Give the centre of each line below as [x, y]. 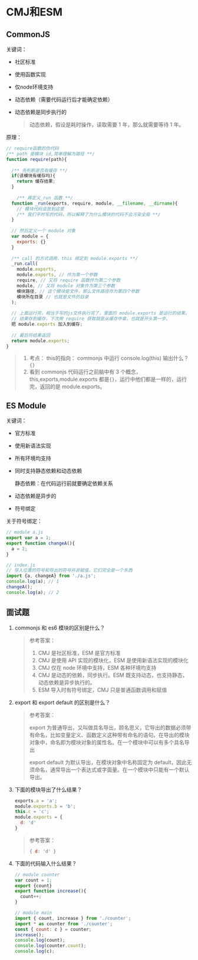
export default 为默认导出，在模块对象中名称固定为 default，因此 [108, 762]
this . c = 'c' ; [32, 812]
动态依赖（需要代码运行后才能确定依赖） [64, 99]
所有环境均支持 [33, 458]
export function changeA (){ [41, 543]
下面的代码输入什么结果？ [46, 863]
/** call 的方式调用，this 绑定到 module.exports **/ [75, 258]
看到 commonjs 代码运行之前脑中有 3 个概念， [85, 372]
